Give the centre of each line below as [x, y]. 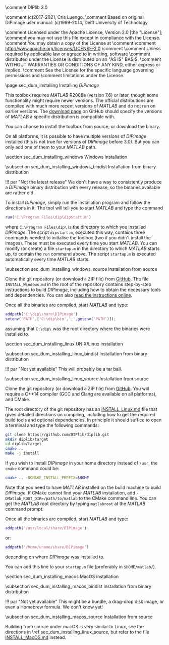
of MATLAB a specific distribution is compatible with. [60, 117]
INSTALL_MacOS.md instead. [36, 637]
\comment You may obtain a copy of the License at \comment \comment [81, 43]
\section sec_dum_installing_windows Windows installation [66, 157]
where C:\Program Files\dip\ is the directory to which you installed [76, 227]
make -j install [22, 453]
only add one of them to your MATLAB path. [51, 147]
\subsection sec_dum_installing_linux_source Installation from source [77, 379]
